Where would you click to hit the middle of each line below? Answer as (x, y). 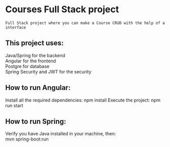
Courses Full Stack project (62, 9)
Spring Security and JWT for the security (48, 71)
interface (16, 27)
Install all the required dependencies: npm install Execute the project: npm (83, 100)
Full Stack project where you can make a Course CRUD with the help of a (85, 23)
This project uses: (35, 43)
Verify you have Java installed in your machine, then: (61, 134)
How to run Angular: (38, 88)
